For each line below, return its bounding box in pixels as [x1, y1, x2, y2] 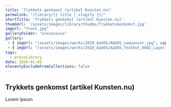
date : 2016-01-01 [5, 59, 42, 64]
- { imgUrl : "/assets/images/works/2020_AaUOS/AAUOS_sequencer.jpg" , [7, 41, 158, 46]
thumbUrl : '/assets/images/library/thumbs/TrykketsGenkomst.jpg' [5, 21, 147, 27]
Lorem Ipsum [5, 96, 33, 102]
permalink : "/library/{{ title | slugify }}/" [5, 12, 106, 17]
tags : [5, 50, 17, 55]
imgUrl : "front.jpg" [5, 26, 49, 31]
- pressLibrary [10, 54, 42, 60]
